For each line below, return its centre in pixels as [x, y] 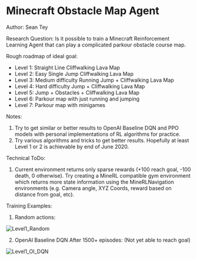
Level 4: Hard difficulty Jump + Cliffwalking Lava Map [80, 86]
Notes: [14, 116]
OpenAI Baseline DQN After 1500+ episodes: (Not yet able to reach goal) [103, 240]
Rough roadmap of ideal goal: [42, 56]
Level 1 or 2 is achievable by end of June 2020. [72, 146]
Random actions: [35, 217]
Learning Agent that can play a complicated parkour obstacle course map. [96, 45]
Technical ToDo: [26, 158]
